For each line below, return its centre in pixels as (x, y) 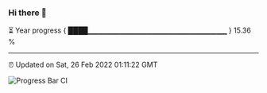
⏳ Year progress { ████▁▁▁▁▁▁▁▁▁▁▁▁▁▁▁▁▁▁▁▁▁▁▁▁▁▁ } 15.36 (130, 30)
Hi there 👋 (28, 13)
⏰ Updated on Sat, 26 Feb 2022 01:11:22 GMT (83, 65)
